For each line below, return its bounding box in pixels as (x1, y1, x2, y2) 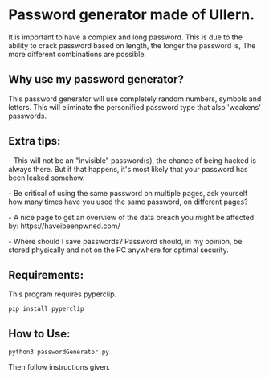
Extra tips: (8, 134, 61, 148)
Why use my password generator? (8, 72, 185, 86)
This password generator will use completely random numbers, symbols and (8, 94, 262, 104)
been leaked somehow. (8, 173, 85, 182)
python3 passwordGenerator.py (8, 348, 110, 357)
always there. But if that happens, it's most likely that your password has (8, 164, 248, 174)
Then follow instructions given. (8, 362, 111, 372)
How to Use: (8, 327, 71, 341)
